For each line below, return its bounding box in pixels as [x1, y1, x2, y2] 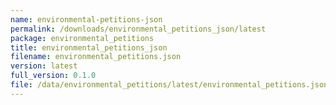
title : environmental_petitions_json [10, 42, 168, 53]
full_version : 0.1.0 [10, 71, 97, 81]
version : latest [10, 61, 78, 71]
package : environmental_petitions [10, 33, 155, 43]
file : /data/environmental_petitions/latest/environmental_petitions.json [10, 80, 329, 90]
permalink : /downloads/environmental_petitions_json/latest [10, 24, 267, 34]
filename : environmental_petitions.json [10, 52, 182, 62]
